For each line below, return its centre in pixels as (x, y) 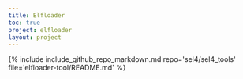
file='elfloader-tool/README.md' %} (67, 68)
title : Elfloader (37, 15)
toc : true (24, 23)
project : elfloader (40, 30)
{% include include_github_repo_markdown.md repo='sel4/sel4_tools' (122, 59)
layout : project (35, 37)
